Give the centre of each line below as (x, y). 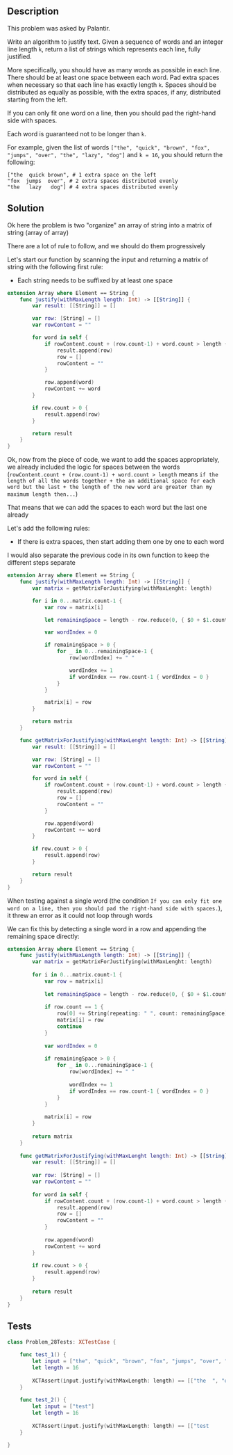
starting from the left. (37, 99)
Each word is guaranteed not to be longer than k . (77, 134)
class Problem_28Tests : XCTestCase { (62, 1342)
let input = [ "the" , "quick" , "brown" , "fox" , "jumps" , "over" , (127, 1361)
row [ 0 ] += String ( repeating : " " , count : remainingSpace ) (142, 1014)
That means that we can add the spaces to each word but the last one (107, 508)
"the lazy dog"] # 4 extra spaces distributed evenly (93, 187)
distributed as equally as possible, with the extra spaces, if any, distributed (114, 92)
